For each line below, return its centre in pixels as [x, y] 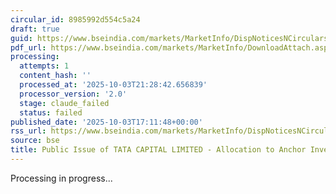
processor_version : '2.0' [73, 94]
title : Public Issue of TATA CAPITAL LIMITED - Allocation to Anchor [158, 150]
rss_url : [28, 131]
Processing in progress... [61, 178]
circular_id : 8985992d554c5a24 [75, 19]
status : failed [51, 112]
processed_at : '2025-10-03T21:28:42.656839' [113, 85]
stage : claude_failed [64, 103]
